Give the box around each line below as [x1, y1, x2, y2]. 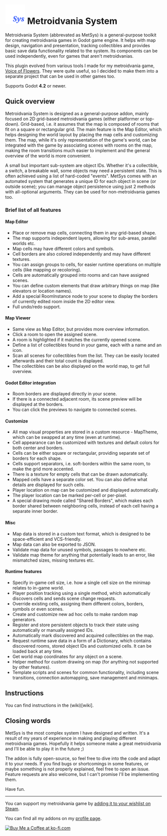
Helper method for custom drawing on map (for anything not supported [12, 659, 159, 665]
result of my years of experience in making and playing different [5, 735, 137, 741]
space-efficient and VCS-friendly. [12, 536, 82, 542]
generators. [12, 616, 36, 622]
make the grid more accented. [12, 466, 75, 472]
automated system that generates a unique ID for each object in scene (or [5, 178, 157, 184]
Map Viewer [5, 315, 31, 321]
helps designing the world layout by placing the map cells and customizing [5, 131, 158, 138]
